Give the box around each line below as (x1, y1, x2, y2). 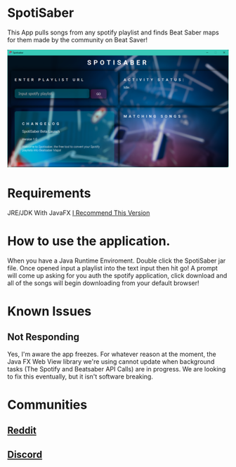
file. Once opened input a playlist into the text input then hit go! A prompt (7, 263, 218, 272)
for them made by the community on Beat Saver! (7, 35, 148, 44)
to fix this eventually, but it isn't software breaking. (7, 372, 153, 381)
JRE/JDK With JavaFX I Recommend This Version (7, 209, 150, 217)
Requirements (7, 185, 91, 201)
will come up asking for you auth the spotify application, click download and (7, 271, 228, 279)
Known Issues (7, 303, 92, 319)
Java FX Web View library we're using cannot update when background (7, 357, 215, 366)
